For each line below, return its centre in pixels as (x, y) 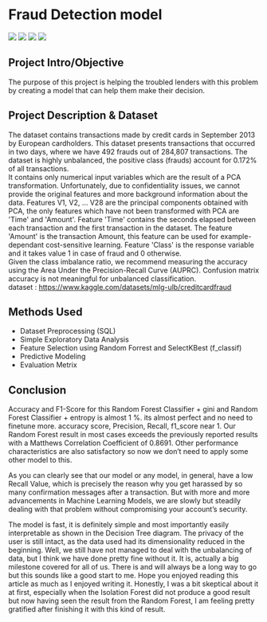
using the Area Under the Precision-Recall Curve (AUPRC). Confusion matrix (134, 270)
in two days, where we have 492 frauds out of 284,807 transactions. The (128, 151)
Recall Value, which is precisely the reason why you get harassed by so (126, 484)
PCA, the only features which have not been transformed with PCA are (124, 211)
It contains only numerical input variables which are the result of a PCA (125, 177)
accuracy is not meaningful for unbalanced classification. (102, 278)
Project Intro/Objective (66, 63)
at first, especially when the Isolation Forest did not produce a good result (130, 593)
